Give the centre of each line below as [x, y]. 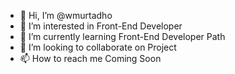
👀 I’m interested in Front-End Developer [101, 26]
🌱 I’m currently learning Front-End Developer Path [122, 36]
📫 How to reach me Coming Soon [90, 58]
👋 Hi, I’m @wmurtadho [66, 15]
